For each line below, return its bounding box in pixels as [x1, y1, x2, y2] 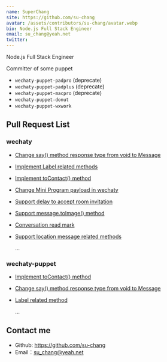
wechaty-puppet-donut [14, 97, 69, 103]
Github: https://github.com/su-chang [14, 341, 106, 349]
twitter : [6, 37, 28, 43]
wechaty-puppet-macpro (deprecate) [14, 90, 102, 96]
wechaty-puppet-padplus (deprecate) [14, 83, 105, 90]
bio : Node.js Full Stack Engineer [6, 25, 93, 32]
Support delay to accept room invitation [14, 198, 113, 205]
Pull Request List [6, 120, 70, 130]
